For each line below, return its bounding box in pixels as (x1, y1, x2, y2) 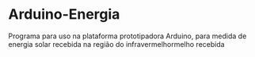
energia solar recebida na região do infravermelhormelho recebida (8, 39, 225, 48)
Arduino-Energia (8, 5, 120, 23)
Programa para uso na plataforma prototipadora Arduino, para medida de (8, 31, 247, 41)
